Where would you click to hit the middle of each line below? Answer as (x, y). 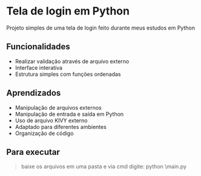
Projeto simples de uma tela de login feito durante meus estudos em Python (101, 28)
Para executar (33, 152)
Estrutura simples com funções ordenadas (68, 74)
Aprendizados (34, 93)
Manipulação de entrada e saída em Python (69, 114)
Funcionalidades (38, 47)
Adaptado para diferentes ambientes (61, 127)
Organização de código (44, 133)
